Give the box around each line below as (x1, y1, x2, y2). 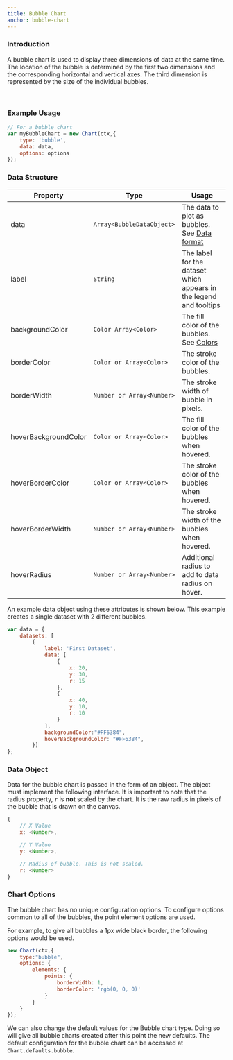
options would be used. (7, 934, 74, 942)
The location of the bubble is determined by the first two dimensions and (7, 62, 216, 71)
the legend (181, 291, 217, 301)
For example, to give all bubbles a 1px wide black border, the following (7, 926, 208, 934)
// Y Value (19, 841, 51, 848)
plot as (181, 211, 205, 221)
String (93, 275, 115, 283)
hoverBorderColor (10, 478, 69, 488)
